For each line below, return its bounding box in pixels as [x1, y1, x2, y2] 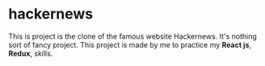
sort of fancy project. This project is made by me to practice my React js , [8, 39, 252, 49]
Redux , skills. [8, 48, 53, 58]
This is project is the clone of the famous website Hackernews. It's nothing [8, 31, 257, 41]
